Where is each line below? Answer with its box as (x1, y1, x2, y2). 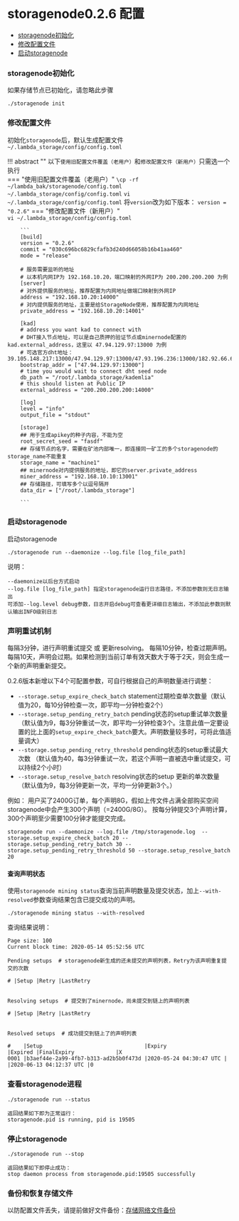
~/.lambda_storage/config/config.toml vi (7, 190, 130, 198)
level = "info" (20, 405, 65, 412)
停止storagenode (7, 1134, 68, 1144)
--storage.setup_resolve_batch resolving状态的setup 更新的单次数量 (17, 772, 220, 781)
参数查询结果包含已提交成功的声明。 (33, 895, 139, 904)
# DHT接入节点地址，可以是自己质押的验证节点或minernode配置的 (20, 333, 187, 341)
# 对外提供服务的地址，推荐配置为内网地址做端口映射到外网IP (20, 287, 176, 294)
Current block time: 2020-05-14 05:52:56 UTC (7, 943, 144, 951)
